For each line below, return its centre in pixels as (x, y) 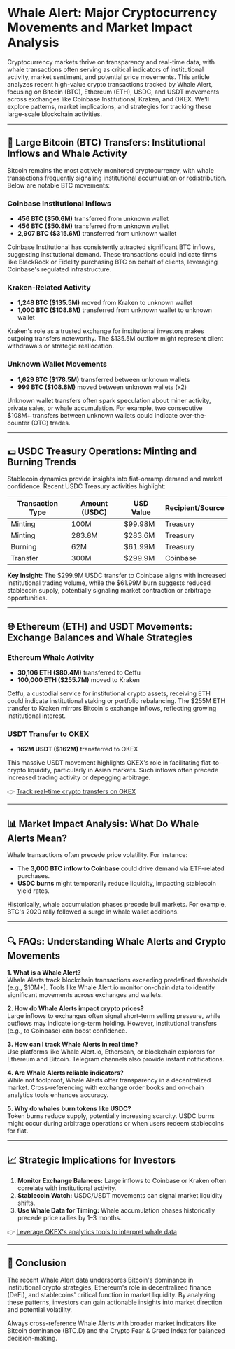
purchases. (34, 876)
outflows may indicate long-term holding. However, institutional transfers (112, 1024)
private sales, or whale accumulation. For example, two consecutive (105, 408)
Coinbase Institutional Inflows (59, 203)
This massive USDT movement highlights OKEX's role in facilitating (104, 763)
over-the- (193, 415)
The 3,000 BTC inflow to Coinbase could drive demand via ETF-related (121, 868)
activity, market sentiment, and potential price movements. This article (108, 77)
